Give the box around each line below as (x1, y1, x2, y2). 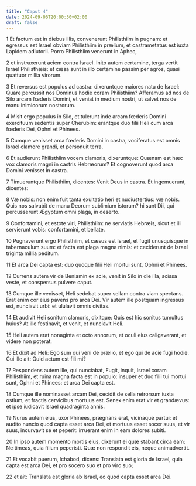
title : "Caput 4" (6, 8, 49, 15)
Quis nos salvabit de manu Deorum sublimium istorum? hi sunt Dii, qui (6, 202, 174, 209)
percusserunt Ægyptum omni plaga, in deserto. (6, 209, 120, 216)
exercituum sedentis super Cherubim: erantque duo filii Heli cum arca (6, 120, 174, 127)
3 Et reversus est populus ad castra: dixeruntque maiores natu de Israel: (6, 83, 180, 90)
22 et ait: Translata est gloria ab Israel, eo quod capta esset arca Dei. (6, 473, 172, 481)
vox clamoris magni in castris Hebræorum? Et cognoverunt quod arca (6, 161, 174, 168)
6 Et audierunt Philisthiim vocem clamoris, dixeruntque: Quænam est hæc (6, 155, 183, 162)
